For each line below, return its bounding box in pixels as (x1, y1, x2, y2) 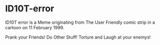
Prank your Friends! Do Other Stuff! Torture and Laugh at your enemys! (5, 34, 151, 40)
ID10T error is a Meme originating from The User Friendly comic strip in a (5, 19, 156, 25)
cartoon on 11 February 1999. (5, 24, 65, 30)
